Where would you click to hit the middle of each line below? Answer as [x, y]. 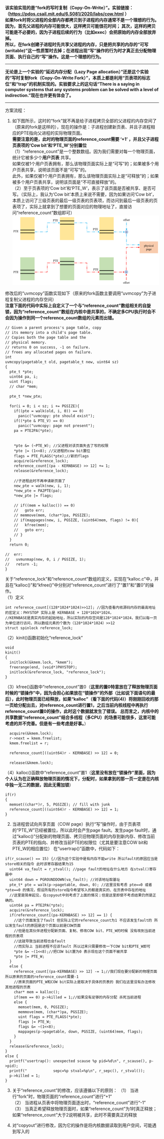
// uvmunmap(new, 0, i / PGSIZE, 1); [46, 559]
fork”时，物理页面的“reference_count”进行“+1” [65, 1097]
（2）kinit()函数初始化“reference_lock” [44, 638]
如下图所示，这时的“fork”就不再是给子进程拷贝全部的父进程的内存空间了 [84, 121]
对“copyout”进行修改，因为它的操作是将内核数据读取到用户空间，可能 [82, 1125]
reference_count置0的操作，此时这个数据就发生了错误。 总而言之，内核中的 [82, 711]
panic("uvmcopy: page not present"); [56, 426]
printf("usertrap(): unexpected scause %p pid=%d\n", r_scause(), [78, 1061]
